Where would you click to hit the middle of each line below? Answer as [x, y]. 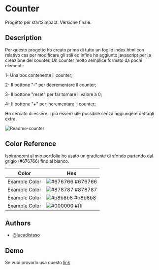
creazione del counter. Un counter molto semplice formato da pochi [74, 60]
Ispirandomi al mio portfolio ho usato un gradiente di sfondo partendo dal [79, 156]
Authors [18, 223]
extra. [11, 119]
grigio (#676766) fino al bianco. [37, 161]
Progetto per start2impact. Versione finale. [48, 22]
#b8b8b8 [85, 197]
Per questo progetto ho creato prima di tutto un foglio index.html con [75, 49]
